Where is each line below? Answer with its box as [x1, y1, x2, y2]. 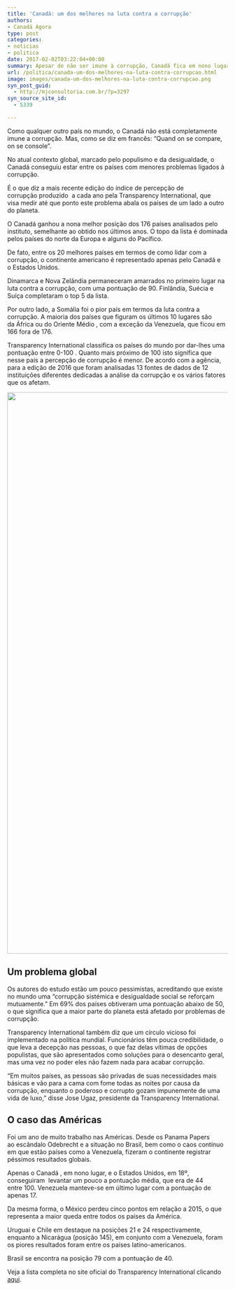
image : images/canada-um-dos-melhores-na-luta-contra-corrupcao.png [7, 75, 211, 83]
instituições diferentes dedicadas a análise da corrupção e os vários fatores [7, 371, 226, 379]
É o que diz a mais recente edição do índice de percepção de [7, 184, 184, 192]
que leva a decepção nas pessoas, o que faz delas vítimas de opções [7, 1043, 208, 1051]
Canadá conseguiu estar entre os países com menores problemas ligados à [7, 163, 225, 171]
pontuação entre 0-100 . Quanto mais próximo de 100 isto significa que [7, 348, 212, 357]
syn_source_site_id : [7, 95, 68, 102]
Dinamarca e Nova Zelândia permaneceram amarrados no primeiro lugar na [7, 276, 225, 284]
